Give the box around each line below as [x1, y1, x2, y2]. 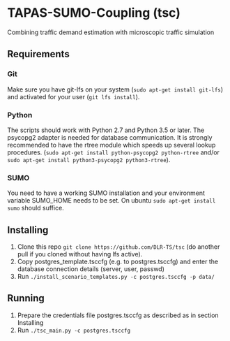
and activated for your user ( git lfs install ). [7, 92, 140, 101]
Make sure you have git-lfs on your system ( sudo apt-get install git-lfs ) [7, 85, 224, 94]
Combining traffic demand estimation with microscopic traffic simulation [7, 28, 215, 36]
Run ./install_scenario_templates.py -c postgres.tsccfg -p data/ [17, 273, 215, 281]
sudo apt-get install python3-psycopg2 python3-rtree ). [7, 155, 171, 164]
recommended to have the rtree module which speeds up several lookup [7, 140, 216, 149]
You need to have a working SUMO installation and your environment [7, 189, 206, 197]
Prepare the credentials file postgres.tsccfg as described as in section [17, 311, 219, 319]
